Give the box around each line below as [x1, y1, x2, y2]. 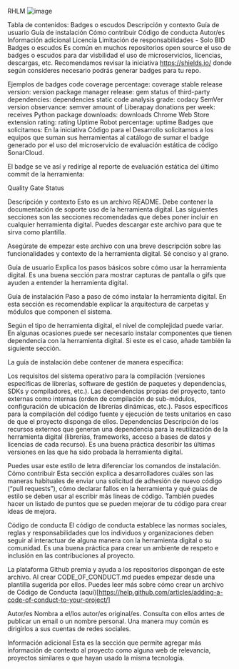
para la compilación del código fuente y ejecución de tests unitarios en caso [7, 410, 232, 418]
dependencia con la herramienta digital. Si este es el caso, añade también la [7, 337, 232, 345]
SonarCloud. [7, 149, 44, 157]
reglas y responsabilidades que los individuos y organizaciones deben [7, 529, 214, 537]
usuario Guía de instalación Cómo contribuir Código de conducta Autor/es [7, 29, 225, 36]
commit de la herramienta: [7, 170, 85, 178]
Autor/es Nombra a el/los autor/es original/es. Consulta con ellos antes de [7, 610, 225, 618]
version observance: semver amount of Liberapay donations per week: [7, 103, 215, 111]
